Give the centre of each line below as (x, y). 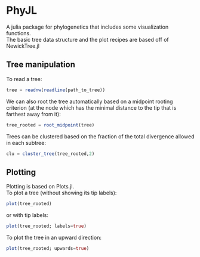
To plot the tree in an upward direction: (54, 237)
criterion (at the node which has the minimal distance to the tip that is (91, 107)
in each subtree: (26, 143)
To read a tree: (24, 79)
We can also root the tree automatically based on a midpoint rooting (90, 101)
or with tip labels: (27, 215)
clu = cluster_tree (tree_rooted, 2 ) (50, 154)
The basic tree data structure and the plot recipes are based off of (87, 39)
